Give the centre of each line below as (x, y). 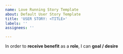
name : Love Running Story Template (42, 10)
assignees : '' (20, 28)
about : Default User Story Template (43, 14)
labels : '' (16, 23)
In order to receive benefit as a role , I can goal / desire (61, 46)
